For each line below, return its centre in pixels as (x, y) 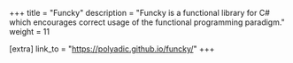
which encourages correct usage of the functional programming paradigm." (147, 22)
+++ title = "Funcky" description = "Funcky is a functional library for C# (139, 13)
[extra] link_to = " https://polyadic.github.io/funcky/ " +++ (112, 49)
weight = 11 (30, 31)
